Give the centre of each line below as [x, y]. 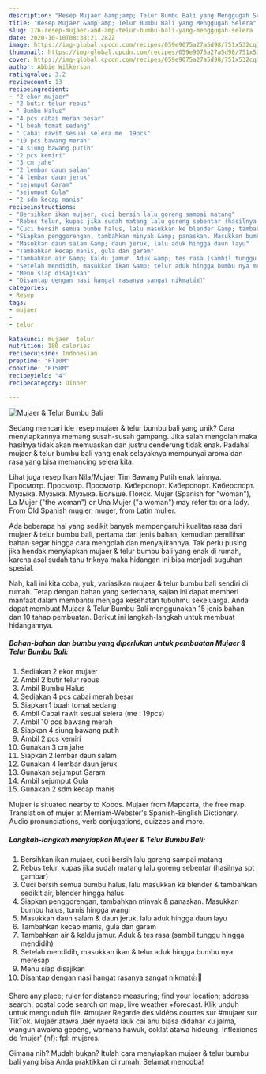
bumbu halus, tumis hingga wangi [75, 910]
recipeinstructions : [43, 207]
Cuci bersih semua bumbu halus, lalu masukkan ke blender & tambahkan [139, 885]
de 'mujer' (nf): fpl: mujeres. [54, 1038]
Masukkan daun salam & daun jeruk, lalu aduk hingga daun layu [124, 918]
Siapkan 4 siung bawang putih [69, 731]
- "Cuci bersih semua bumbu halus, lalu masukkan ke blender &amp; [122, 229]
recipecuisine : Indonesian [53, 354]
